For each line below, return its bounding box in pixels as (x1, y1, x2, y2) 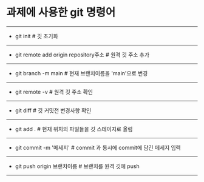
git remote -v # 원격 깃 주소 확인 (15, 88, 93, 95)
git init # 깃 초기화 (15, 32, 59, 39)
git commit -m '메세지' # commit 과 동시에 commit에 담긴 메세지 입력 (15, 144, 181, 151)
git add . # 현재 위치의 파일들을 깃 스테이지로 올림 (15, 125, 133, 132)
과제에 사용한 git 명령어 (6, 5, 116, 19)
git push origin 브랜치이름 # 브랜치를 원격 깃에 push (15, 162, 140, 170)
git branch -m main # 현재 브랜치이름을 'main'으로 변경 (15, 69, 148, 76)
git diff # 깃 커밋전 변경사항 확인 (15, 107, 92, 114)
